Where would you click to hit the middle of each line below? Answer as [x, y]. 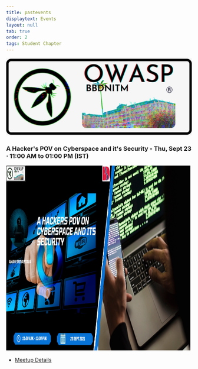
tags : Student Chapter [34, 44]
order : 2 [17, 38]
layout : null [22, 25]
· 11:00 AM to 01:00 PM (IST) [47, 156]
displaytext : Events [32, 19]
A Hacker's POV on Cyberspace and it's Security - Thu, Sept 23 [99, 148]
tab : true [18, 31]
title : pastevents [29, 12]
